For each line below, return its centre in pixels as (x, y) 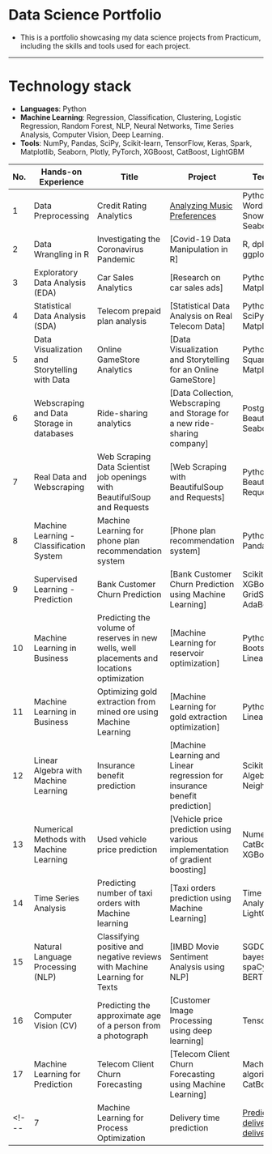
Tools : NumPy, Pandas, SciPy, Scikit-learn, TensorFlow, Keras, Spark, (136, 143)
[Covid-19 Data (200, 239)
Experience (62, 181)
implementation (199, 850)
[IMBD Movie (195, 947)
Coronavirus (120, 249)
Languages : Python (53, 109)
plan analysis (122, 321)
